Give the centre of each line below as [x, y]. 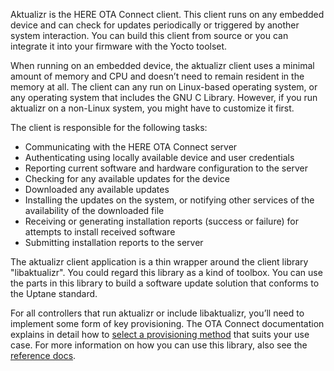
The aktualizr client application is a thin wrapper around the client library [159, 262]
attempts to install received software [100, 232]
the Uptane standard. [54, 293]
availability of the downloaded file [94, 210]
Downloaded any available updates [97, 189]
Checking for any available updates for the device [127, 178]
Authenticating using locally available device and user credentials [159, 157]
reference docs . [43, 355]
